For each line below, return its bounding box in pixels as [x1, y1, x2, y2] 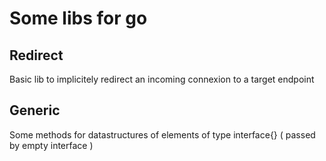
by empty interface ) [9, 139, 94, 151]
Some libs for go [9, 7, 148, 30]
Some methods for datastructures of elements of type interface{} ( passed [9, 128, 316, 141]
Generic [9, 102, 61, 119]
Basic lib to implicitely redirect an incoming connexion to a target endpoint [9, 73, 315, 85]
